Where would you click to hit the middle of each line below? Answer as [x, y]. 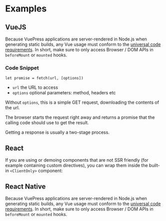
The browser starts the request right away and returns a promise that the [80, 117]
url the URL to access [35, 87]
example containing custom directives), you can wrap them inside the [77, 166]
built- [155, 166]
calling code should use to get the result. [47, 123]
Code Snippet [22, 68]
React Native [25, 186]
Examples [26, 9]
